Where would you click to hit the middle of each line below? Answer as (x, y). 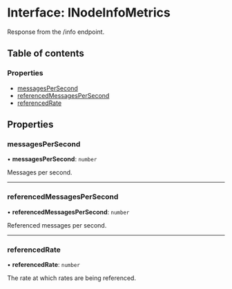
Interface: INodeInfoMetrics (89, 13)
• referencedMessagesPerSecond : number (68, 212)
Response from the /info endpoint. (56, 32)
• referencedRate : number (44, 264)
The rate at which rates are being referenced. (72, 278)
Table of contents (46, 53)
